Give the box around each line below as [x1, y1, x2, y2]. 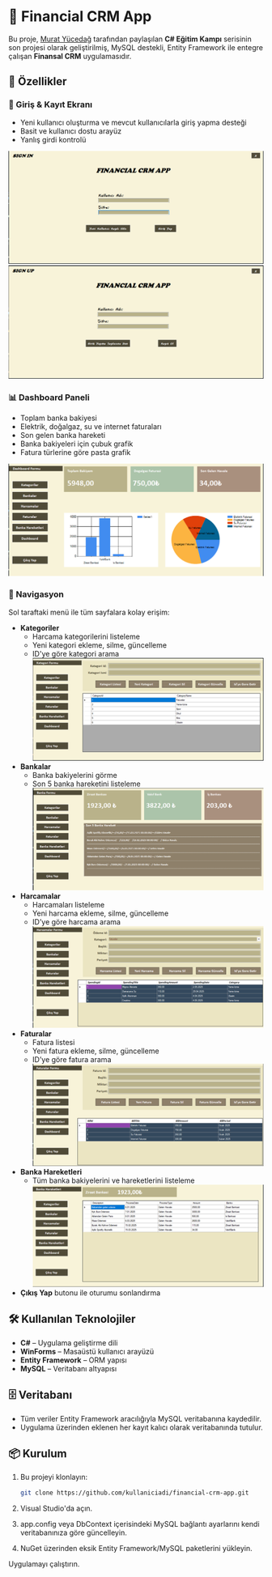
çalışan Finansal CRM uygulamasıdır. [8, 51, 132, 61]
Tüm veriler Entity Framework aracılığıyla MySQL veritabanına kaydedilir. [19, 1413, 261, 1423]
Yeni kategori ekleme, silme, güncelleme [32, 640, 168, 650]
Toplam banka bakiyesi [19, 413, 97, 423]
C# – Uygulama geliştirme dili [19, 1337, 118, 1347]
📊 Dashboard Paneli [8, 392, 91, 403]
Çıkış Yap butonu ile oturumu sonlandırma [19, 1287, 161, 1298]
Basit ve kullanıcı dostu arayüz [19, 125, 122, 136]
